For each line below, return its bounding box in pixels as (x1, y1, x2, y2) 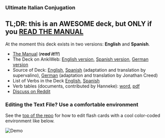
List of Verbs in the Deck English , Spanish (12, 77, 100, 83)
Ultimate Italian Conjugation (5, 4, 76, 11)
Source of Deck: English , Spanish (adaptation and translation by (12, 67, 146, 73)
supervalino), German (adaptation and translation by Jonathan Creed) (12, 72, 158, 78)
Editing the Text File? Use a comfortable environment (5, 101, 139, 108)
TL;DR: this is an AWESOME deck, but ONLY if (5, 20, 152, 28)
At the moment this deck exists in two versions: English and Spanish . (5, 41, 150, 47)
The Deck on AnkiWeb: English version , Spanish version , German (12, 56, 149, 62)
